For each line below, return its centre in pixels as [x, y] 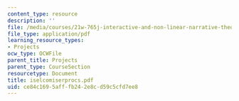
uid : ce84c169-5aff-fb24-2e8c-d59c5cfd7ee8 [73, 87]
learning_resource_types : [46, 41]
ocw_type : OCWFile [34, 54]
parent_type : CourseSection [49, 67]
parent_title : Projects [43, 60]
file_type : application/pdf [49, 34]
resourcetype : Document [43, 73]
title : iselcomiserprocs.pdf [51, 80]
